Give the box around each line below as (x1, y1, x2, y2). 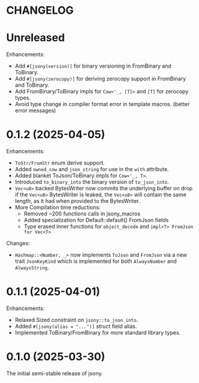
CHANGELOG (6, 4, 74, 17)
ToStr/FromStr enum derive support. (14, 159, 105, 166)
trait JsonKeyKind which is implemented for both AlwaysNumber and (14, 258, 177, 265)
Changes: (6, 240, 30, 247)
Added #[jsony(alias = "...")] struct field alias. (14, 323, 137, 330)
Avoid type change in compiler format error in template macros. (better (14, 101, 190, 108)
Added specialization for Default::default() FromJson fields (23, 217, 169, 224)
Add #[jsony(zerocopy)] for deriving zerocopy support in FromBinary (14, 75, 186, 83)
